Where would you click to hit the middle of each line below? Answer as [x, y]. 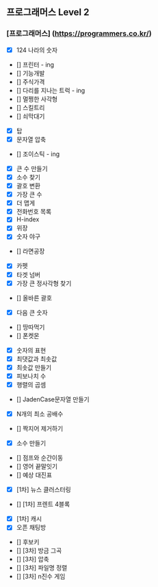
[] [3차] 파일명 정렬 [42, 568]
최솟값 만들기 [34, 367]
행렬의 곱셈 [31, 384]
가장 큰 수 [29, 195]
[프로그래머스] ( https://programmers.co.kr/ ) [79, 34]
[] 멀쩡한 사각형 [37, 99]
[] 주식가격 [30, 82]
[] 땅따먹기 [30, 327]
